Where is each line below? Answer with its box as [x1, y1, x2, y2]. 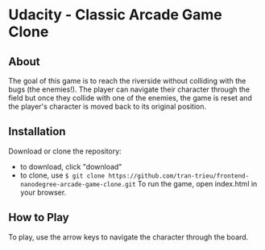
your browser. [19, 187, 67, 197]
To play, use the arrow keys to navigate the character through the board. [8, 232, 249, 242]
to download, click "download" [19, 162, 122, 171]
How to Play [8, 211, 70, 224]
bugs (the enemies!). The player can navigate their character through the [8, 84, 251, 94]
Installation [8, 125, 66, 138]
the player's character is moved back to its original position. [8, 102, 207, 111]
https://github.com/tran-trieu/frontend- [108, 171, 250, 180]
